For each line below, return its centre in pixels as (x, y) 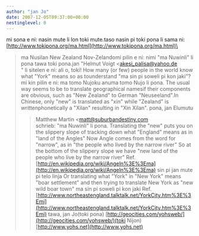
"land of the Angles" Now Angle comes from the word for (106, 139)
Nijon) (134, 221)
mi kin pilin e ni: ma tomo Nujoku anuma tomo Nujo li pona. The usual (105, 83)
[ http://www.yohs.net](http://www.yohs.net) (89, 227)
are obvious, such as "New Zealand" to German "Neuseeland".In (99, 95)
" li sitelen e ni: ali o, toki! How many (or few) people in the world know (107, 70)
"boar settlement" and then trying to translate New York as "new (114, 182)
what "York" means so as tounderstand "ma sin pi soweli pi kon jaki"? (106, 76)
